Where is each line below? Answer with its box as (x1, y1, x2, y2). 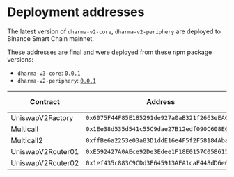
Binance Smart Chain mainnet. (7, 34, 94, 42)
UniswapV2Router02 (10, 158, 79, 167)
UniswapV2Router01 (10, 146, 79, 156)
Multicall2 (10, 135, 43, 145)
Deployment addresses (7, 4, 145, 20)
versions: (7, 55, 33, 63)
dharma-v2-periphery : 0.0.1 (17, 76, 96, 84)
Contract (30, 96, 61, 106)
